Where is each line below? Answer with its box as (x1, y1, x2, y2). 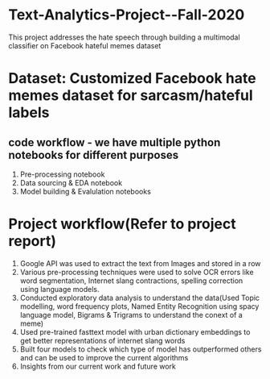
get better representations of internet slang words (19, 335, 186, 345)
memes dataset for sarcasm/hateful (8, 86, 253, 105)
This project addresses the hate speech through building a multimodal (8, 32, 240, 42)
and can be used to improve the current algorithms (19, 352, 189, 362)
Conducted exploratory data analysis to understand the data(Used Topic (19, 293, 260, 302)
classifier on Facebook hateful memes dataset (8, 40, 162, 50)
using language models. (19, 284, 100, 294)
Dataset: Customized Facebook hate (8, 69, 256, 88)
